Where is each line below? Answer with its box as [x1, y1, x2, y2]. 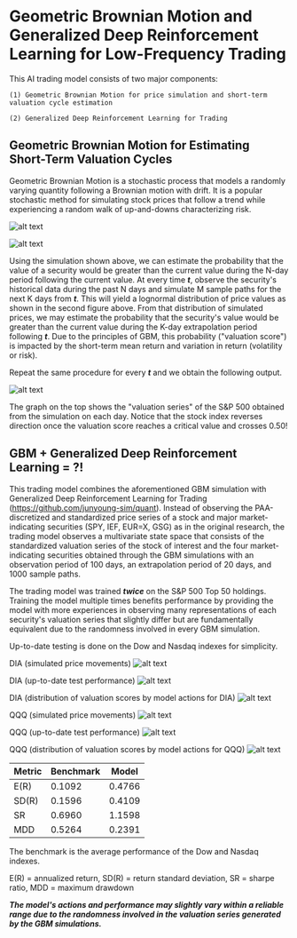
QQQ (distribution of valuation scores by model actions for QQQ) [9, 743, 246, 754]
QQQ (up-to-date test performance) [9, 727, 140, 737]
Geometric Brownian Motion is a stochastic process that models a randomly [9, 175, 286, 186]
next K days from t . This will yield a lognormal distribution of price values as [9, 293, 286, 304]
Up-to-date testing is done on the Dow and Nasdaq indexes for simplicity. [9, 640, 278, 651]
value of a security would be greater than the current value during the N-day [9, 265, 289, 275]
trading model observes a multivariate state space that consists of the [9, 530, 264, 541]
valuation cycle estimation [9, 98, 113, 107]
